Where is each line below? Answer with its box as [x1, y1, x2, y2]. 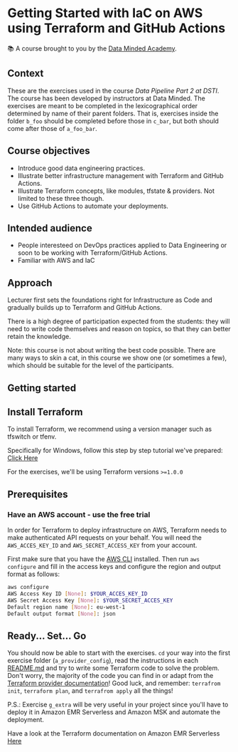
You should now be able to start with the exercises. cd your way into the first [7, 649, 231, 657]
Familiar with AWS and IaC [17, 256, 95, 265]
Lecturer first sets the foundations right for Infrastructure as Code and [7, 296, 213, 304]
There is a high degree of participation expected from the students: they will [7, 317, 230, 325]
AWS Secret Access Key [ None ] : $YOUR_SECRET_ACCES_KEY [7, 597, 173, 604]
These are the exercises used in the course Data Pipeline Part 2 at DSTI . [7, 86, 220, 95]
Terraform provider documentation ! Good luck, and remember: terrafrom [7, 679, 221, 688]
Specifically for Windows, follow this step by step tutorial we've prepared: [7, 446, 223, 455]
